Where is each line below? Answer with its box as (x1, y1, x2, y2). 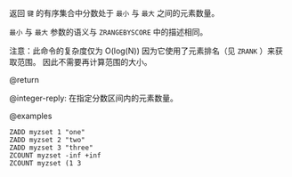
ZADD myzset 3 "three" (9, 143, 93, 152)
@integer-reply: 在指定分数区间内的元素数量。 (9, 93, 178, 103)
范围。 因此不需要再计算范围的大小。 (16, 57, 152, 67)
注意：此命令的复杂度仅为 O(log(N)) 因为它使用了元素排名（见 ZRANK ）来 (9, 45, 276, 56)
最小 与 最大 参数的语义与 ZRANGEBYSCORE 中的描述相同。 (9, 27, 208, 37)
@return (9, 75, 40, 84)
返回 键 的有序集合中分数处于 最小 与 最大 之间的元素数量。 (9, 8, 220, 18)
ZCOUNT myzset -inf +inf (9, 151, 101, 160)
